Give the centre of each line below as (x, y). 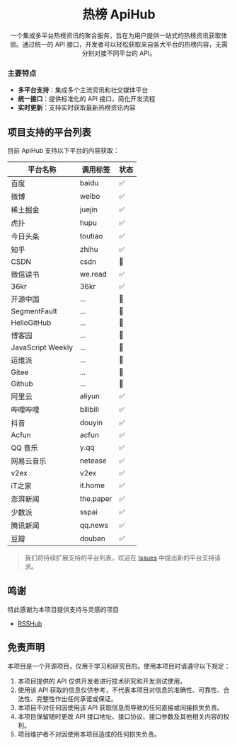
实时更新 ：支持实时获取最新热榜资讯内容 (76, 108)
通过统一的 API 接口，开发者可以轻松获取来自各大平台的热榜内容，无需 (125, 44)
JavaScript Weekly (42, 347)
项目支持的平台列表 (49, 132)
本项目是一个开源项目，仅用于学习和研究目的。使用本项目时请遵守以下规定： (119, 666)
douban (93, 538)
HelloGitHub (31, 323)
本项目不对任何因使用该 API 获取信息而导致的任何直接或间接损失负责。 (121, 708)
